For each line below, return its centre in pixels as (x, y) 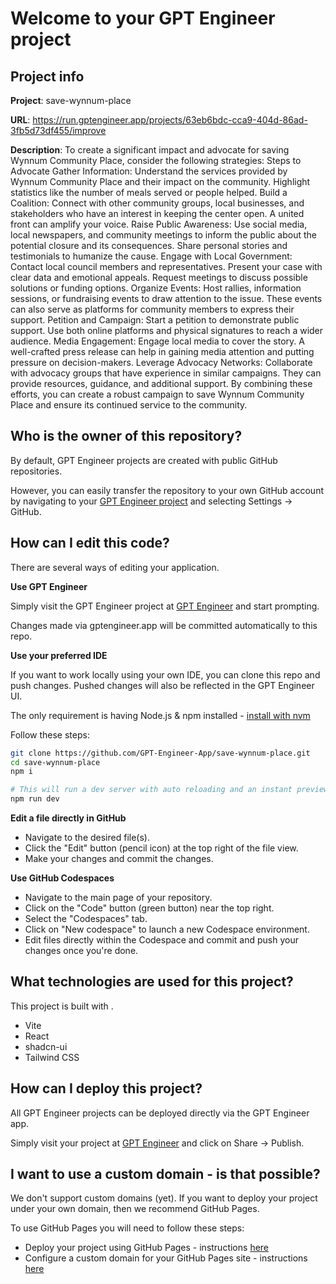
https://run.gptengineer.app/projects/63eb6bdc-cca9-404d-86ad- (170, 120)
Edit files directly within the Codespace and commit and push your (161, 940)
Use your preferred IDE (59, 655)
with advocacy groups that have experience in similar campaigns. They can (166, 373)
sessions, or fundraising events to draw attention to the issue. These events (166, 298)
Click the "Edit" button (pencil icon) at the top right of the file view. (161, 848)
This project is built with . (62, 1006)
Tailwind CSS (52, 1057)
